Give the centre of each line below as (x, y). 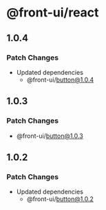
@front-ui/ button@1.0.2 (60, 199)
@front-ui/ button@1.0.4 (60, 80)
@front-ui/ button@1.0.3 (50, 136)
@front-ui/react (53, 13)
